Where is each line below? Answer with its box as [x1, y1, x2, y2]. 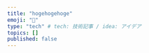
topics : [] [7, 29, 39, 36]
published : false [7, 36, 58, 43]
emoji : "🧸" [7, 17, 39, 23]
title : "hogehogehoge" [7, 10, 73, 17]
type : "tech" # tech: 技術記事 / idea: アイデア [7, 23, 142, 30]
